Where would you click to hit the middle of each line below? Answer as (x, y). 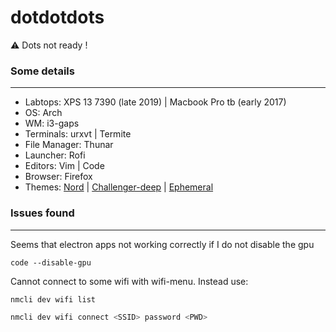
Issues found (42, 213)
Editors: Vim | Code (64, 166)
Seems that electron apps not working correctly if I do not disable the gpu (162, 244)
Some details (42, 71)
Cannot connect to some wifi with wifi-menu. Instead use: (129, 281)
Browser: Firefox (58, 177)
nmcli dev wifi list (53, 299)
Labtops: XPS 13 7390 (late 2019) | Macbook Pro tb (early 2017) (155, 102)
